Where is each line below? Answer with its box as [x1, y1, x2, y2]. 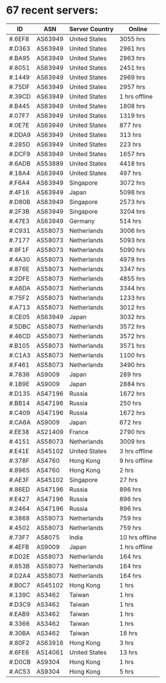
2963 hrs [119, 54, 145, 62]
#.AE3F [9, 475, 29, 484]
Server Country [69, 25, 114, 33]
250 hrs [119, 399, 142, 407]
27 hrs [119, 475, 138, 484]
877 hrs [119, 121, 142, 129]
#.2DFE [9, 274, 30, 283]
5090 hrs [119, 245, 145, 254]
